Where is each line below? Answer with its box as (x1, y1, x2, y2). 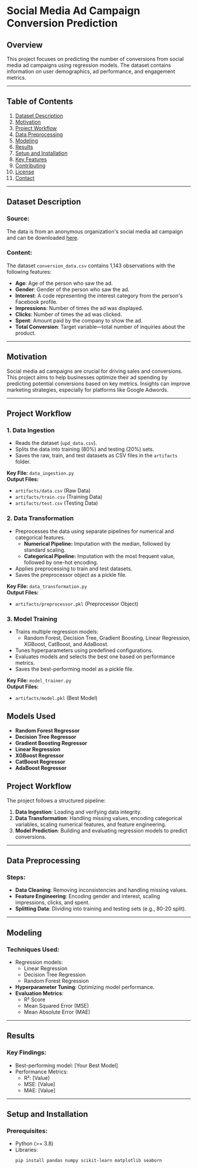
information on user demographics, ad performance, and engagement (6, 68, 175, 74)
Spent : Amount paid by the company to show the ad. (15, 317, 143, 324)
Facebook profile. (15, 298, 58, 305)
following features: (6, 268, 52, 275)
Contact (15, 174, 34, 181)
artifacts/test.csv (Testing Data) (15, 499, 98, 507)
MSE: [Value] (23, 1080, 56, 1088)
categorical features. (15, 533, 65, 541)
